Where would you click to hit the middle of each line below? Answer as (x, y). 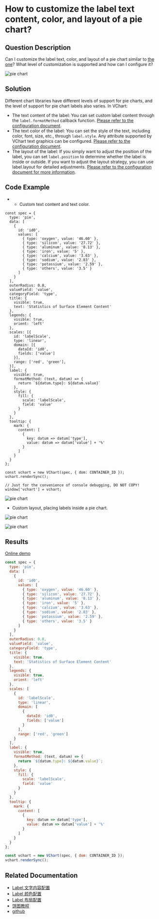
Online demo (18, 553)
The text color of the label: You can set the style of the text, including (81, 131)
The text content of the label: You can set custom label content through (83, 115)
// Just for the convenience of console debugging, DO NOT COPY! (72, 485)
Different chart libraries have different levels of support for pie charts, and (79, 101)
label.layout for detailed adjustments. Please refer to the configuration (82, 167)
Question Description (38, 47)
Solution (18, 89)
